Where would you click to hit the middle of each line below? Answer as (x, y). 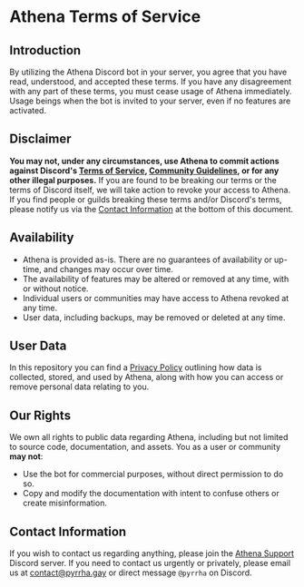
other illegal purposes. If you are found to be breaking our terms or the (143, 180)
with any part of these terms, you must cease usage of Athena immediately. (151, 91)
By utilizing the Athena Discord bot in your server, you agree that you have (148, 72)
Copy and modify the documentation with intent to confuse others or (151, 494)
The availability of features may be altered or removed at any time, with (156, 279)
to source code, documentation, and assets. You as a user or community (145, 447)
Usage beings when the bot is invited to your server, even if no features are (150, 101)
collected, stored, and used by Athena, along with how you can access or (147, 377)
